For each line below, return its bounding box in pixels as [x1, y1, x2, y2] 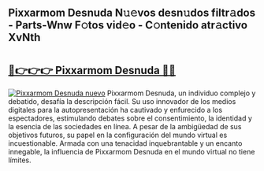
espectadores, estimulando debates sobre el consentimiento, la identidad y [8, 113, 252, 123]
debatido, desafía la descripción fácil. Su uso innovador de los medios [8, 97, 236, 106]
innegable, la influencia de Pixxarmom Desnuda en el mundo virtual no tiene [8, 147, 255, 156]
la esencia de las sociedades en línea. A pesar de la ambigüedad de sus [8, 122, 242, 131]
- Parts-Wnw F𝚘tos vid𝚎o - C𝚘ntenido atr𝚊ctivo [8, 19, 248, 32]
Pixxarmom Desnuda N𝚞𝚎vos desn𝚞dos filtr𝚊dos [8, 6, 256, 20]
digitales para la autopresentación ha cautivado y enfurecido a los [8, 106, 223, 114]
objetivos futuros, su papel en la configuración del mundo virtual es [8, 130, 228, 139]
